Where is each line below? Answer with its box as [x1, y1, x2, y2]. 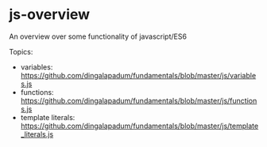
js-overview [9, 6, 91, 24]
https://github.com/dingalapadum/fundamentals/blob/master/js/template [20, 121, 259, 130]
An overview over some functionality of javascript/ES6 [9, 32, 188, 41]
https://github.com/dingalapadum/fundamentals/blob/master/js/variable [20, 70, 257, 80]
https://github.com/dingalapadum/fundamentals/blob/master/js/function [20, 96, 257, 105]
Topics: [9, 47, 33, 56]
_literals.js [20, 129, 54, 139]
